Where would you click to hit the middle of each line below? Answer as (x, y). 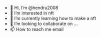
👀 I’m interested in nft (32, 13)
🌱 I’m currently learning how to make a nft (53, 18)
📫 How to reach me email (37, 29)
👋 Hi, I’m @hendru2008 (34, 8)
